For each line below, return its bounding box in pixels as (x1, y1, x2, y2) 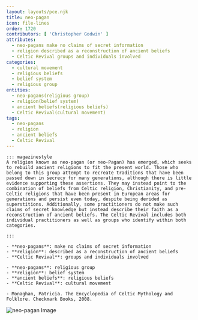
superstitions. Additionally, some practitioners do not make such (6, 201, 179, 208)
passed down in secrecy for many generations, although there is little (6, 175, 192, 181)
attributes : (6, 37, 36, 43)
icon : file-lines (6, 20, 50, 26)
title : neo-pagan (6, 14, 50, 20)
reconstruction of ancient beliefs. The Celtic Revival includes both (6, 212, 187, 218)
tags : (6, 115, 20, 121)
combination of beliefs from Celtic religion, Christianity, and (6, 185, 173, 191)
